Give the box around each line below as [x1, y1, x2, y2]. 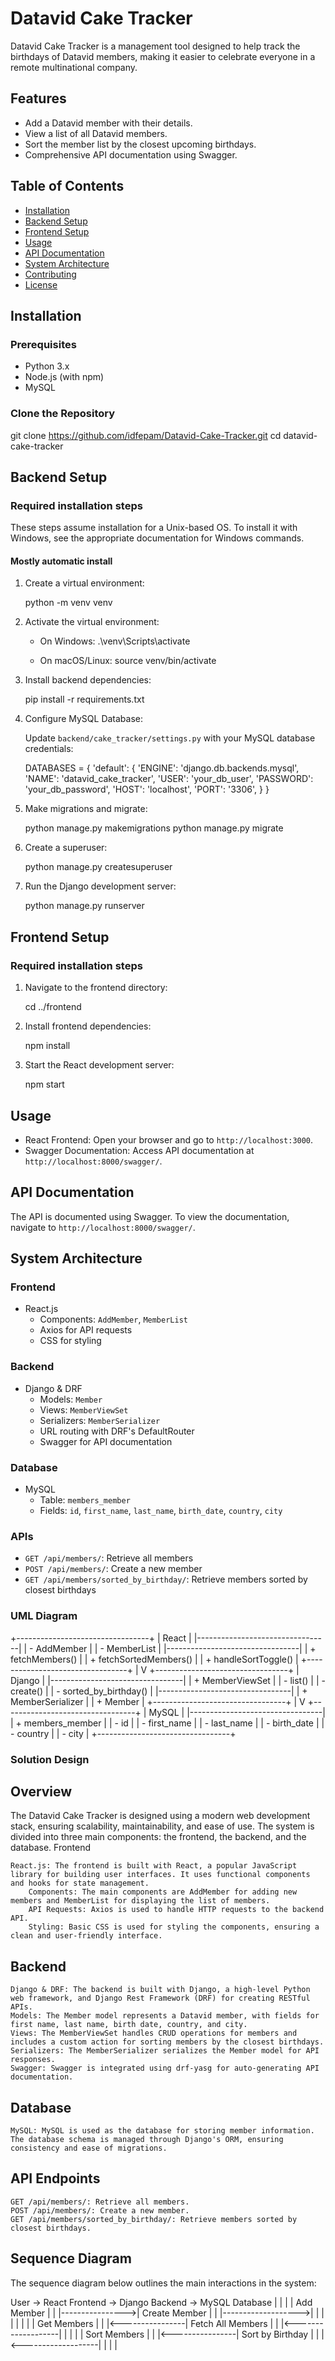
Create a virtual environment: [24, 577, 145, 589]
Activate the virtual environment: [24, 616, 160, 628]
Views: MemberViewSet [39, 1403, 129, 1416]
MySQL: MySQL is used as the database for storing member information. [10, 2125, 315, 2136]
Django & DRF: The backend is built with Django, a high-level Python [10, 1985, 311, 1995]
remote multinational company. [10, 61, 138, 73]
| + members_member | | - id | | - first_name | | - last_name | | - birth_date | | [10, 1717, 325, 1729]
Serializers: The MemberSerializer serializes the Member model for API [10, 2046, 320, 2056]
